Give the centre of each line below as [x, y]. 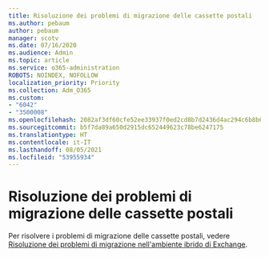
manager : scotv [34, 38]
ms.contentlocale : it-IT [50, 142]
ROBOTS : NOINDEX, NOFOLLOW [53, 75]
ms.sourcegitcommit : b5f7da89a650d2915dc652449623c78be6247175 [116, 127]
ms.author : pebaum [39, 23]
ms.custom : [26, 98]
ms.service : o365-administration [64, 68]
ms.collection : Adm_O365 [50, 90]
